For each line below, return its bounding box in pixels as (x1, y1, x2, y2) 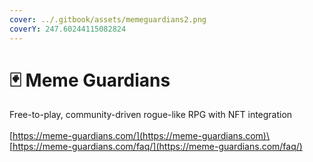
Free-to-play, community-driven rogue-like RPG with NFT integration (9, 109, 293, 121)
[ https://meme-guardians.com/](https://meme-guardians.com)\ (9, 130, 271, 142)
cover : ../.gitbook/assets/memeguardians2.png (9, 14, 207, 25)
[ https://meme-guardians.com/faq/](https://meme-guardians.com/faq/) (9, 141, 303, 153)
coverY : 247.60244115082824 (9, 24, 127, 34)
